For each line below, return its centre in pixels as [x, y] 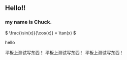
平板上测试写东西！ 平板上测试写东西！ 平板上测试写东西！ [64, 52]
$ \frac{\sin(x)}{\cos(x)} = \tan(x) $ [41, 33]
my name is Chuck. [29, 22]
